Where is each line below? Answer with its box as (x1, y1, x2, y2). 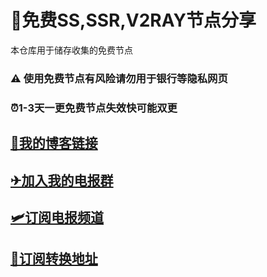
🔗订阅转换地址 (10, 251, 98, 268)
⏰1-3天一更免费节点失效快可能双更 (10, 101, 178, 115)
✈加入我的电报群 (10, 172, 114, 189)
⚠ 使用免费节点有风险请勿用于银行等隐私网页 (10, 71, 228, 85)
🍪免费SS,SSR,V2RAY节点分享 (10, 9, 257, 32)
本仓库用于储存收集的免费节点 (10, 44, 133, 56)
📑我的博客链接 (10, 135, 98, 152)
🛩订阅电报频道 (10, 209, 105, 226)
